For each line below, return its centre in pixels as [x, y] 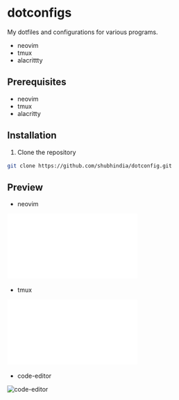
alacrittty [30, 60]
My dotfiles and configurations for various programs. [83, 32]
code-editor [34, 376]
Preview [25, 187]
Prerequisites [37, 82]
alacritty [29, 113]
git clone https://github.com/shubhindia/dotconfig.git [89, 166]
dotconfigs [40, 13]
